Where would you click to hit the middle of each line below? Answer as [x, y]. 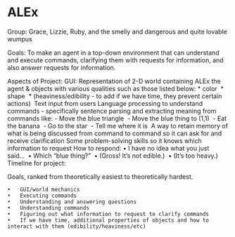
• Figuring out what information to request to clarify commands [108, 214]
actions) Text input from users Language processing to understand [105, 103]
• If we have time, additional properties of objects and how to [108, 220]
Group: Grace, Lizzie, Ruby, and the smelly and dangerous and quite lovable [117, 32]
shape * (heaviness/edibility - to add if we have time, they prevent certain [115, 96]
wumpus [20, 39]
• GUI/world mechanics [44, 189]
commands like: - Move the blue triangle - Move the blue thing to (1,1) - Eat [117, 118]
